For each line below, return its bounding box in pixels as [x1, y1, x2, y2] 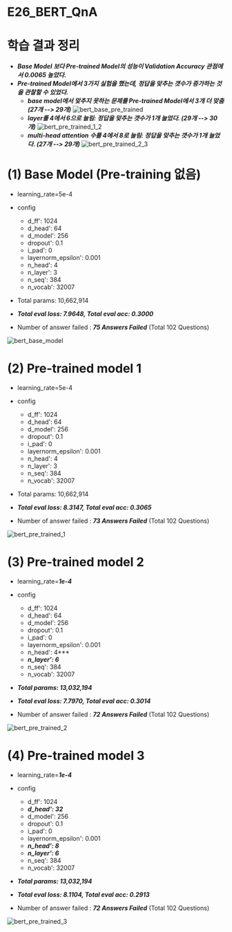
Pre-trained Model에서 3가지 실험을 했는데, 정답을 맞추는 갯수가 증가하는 [17, 80, 215, 88]
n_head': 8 [27, 841, 59, 850]
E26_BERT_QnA [7, 4, 98, 20]
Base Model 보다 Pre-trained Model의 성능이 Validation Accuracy [17, 62, 205, 71]
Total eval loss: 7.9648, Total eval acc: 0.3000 [17, 310, 154, 318]
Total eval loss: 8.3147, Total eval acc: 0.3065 [17, 503, 152, 512]
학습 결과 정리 [7, 38, 80, 54]
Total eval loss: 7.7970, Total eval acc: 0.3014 [17, 696, 151, 705]
